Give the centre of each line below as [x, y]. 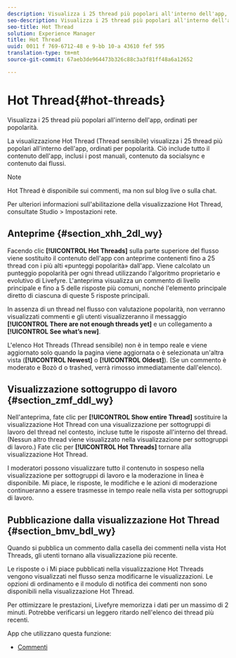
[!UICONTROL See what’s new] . [54, 331]
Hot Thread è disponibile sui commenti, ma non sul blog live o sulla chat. [112, 190]
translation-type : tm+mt [44, 53]
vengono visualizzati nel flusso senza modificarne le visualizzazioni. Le [110, 577]
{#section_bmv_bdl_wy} [61, 531]
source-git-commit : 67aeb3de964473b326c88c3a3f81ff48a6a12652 [100, 60]
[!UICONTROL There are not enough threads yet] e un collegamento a [110, 324]
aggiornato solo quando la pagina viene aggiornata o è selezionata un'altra [116, 353]
